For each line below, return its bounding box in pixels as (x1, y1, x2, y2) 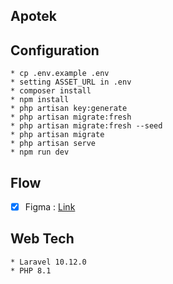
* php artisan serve (10, 139, 97, 149)
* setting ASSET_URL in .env (10, 77, 132, 88)
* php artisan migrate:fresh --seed (10, 121, 163, 131)
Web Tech (10, 230, 75, 248)
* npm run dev (10, 147, 70, 158)
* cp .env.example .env (10, 69, 110, 79)
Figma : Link (24, 201, 76, 213)
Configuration (10, 42, 100, 59)
